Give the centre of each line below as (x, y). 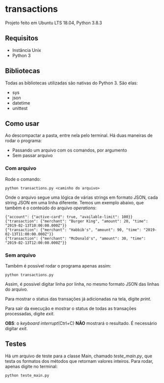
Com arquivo (21, 168)
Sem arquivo (20, 255)
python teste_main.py (27, 375)
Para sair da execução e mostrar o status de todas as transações (71, 308)
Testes (16, 344)
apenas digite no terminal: (31, 366)
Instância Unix (27, 50)
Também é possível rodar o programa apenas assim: (58, 266)
